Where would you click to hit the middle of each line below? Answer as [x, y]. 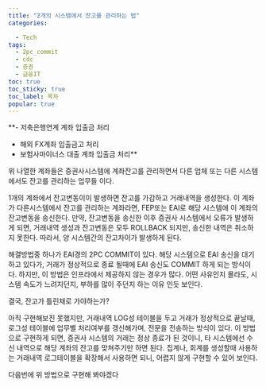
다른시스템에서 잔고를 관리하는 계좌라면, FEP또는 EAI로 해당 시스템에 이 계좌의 [137, 208]
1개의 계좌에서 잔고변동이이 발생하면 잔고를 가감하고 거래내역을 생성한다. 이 [124, 198]
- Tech [26, 37]
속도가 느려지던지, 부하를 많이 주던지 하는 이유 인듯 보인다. [113, 284]
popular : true [32, 104]
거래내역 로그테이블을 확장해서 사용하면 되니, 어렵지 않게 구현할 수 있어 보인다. [137, 358]
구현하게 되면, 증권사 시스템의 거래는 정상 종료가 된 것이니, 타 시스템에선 [134, 338]
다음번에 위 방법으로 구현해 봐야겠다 [64, 375]
